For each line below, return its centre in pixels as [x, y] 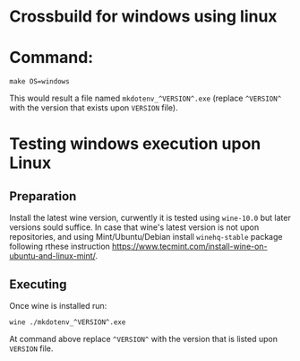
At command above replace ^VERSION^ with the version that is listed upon [143, 339]
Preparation [43, 196]
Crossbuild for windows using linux [143, 17]
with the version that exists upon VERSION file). [94, 108]
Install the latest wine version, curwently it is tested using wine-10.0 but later [150, 218]
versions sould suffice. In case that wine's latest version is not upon [134, 227]
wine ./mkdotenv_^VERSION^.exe [68, 322]
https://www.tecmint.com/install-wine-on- [189, 247]
